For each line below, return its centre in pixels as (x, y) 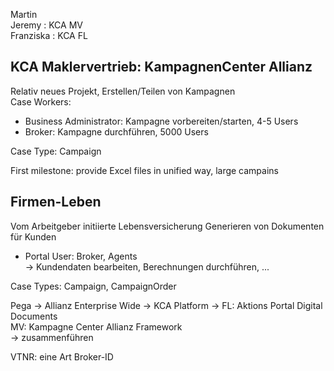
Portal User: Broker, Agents (81, 256)
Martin (24, 14)
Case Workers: (41, 101)
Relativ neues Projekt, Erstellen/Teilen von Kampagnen (123, 91)
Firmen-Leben (56, 202)
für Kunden (33, 236)
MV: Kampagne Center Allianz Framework (96, 326)
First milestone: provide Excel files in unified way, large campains (144, 170)
